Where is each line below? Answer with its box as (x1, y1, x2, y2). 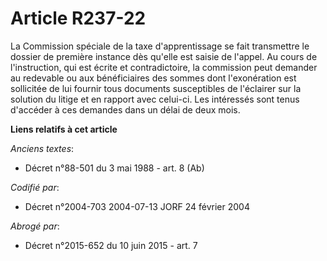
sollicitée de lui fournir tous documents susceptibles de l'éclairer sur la (10, 82, 302, 94)
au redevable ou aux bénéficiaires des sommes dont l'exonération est (10, 72, 297, 84)
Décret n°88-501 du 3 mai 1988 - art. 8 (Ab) (24, 162, 205, 174)
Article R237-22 (10, 7, 147, 30)
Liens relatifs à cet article (10, 123, 118, 135)
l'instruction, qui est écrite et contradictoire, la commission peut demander (10, 61, 318, 73)
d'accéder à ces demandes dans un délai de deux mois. (10, 103, 241, 116)
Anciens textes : (10, 142, 75, 154)
